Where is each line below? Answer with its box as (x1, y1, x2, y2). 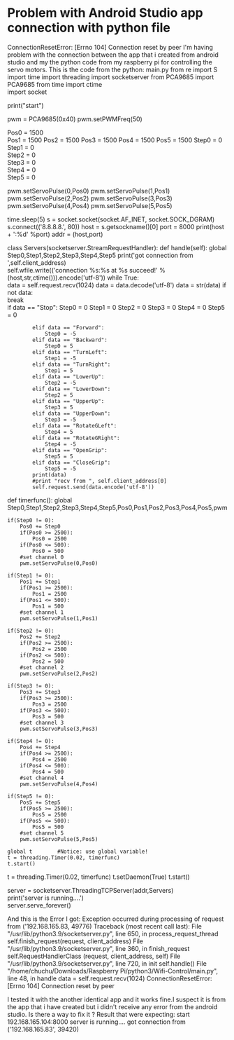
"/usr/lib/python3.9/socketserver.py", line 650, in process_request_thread (7, 929, 219, 938)
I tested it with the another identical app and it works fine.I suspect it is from (7, 995, 226, 1004)
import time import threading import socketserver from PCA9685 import (7, 72, 214, 81)
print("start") (7, 101, 44, 109)
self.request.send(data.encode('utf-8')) (32, 484, 155, 491)
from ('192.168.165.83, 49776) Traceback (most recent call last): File (7, 922, 203, 930)
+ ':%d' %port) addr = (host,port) (7, 230, 103, 238)
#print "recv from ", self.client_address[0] (32, 477, 168, 484)
